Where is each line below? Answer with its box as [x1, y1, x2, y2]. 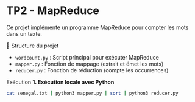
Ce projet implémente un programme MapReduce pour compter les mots [6, 24, 189, 31]
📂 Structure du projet [6, 42, 59, 49]
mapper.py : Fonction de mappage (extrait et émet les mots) [15, 60, 164, 67]
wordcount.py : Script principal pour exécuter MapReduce [15, 53, 160, 61]
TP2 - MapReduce [6, 4, 99, 18]
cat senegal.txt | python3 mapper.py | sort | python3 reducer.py [6, 90, 179, 96]
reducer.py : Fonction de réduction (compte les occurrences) [15, 66, 169, 73]
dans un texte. [6, 30, 43, 37]
